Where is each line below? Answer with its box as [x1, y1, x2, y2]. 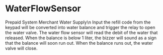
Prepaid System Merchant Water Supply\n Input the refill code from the [5, 19, 151, 25]
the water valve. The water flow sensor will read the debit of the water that [5, 29, 158, 35]
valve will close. [5, 45, 38, 51]
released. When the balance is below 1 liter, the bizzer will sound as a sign [5, 35, 157, 41]
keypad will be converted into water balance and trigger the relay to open [5, 24, 156, 30]
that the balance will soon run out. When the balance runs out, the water [5, 40, 153, 46]
